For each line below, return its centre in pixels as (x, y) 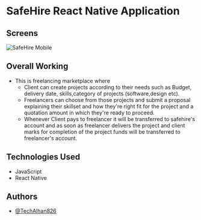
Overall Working (37, 66)
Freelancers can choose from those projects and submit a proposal (107, 100)
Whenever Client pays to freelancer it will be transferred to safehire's (110, 119)
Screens (22, 33)
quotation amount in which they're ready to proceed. (89, 113)
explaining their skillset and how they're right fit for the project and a (109, 106)
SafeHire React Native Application (93, 11)
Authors (22, 197)
